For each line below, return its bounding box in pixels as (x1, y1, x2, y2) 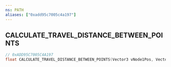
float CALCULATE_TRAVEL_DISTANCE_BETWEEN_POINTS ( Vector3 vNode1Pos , (5, 57, 154, 62)
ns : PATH (5, 7, 24, 13)
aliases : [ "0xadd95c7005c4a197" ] (5, 12, 76, 17)
